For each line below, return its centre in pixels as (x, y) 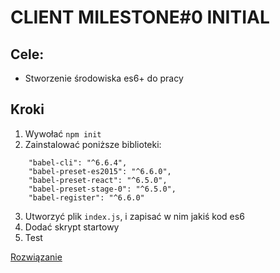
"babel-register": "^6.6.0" (86, 197)
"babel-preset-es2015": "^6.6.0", (100, 171)
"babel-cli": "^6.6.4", (78, 162)
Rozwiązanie (36, 257)
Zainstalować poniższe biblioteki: (93, 144)
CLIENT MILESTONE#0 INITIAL (140, 17)
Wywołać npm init (63, 133)
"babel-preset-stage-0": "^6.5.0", (102, 189)
